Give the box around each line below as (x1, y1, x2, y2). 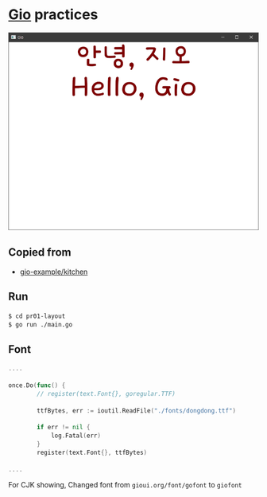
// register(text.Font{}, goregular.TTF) (37, 389, 176, 397)
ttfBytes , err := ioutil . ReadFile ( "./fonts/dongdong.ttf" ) (37, 406, 237, 415)
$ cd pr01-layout (8, 312, 66, 320)
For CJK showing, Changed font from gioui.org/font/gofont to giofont (8, 479, 242, 489)
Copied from (8, 245, 72, 260)
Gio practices (8, 6, 99, 24)
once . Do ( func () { (8, 382, 66, 389)
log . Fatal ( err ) (50, 432, 102, 440)
